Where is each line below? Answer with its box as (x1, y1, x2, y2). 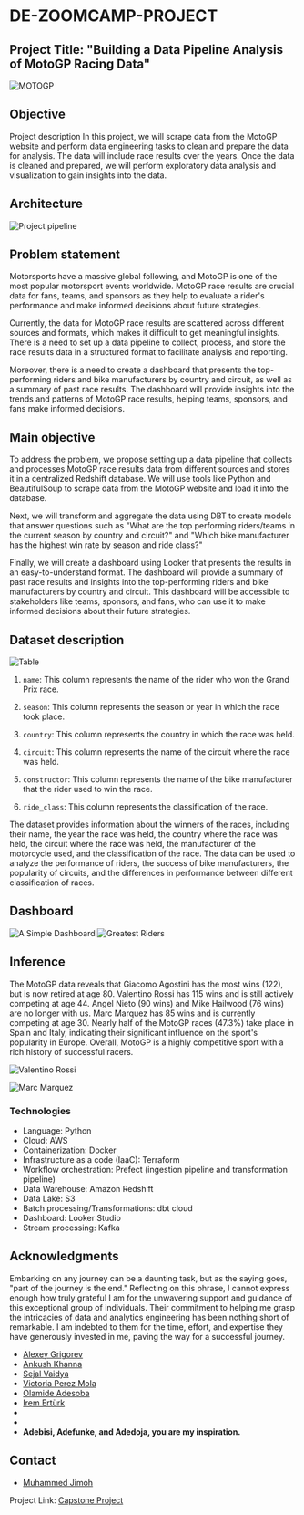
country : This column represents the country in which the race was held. (22, 729, 296, 740)
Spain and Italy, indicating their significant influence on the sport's (9, 1027, 258, 1038)
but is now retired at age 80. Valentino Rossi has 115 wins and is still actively (9, 987, 294, 999)
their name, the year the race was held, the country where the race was (9, 829, 278, 840)
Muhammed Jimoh (22, 1477, 94, 1488)
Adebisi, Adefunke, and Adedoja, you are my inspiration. (22, 1426, 241, 1437)
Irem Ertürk (22, 1397, 66, 1408)
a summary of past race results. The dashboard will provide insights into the (9, 384, 295, 395)
